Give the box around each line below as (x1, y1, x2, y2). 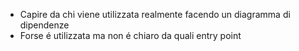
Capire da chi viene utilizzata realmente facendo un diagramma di (19, 9, 291, 20)
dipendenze (19, 19, 70, 31)
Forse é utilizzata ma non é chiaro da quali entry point (19, 30, 242, 41)
